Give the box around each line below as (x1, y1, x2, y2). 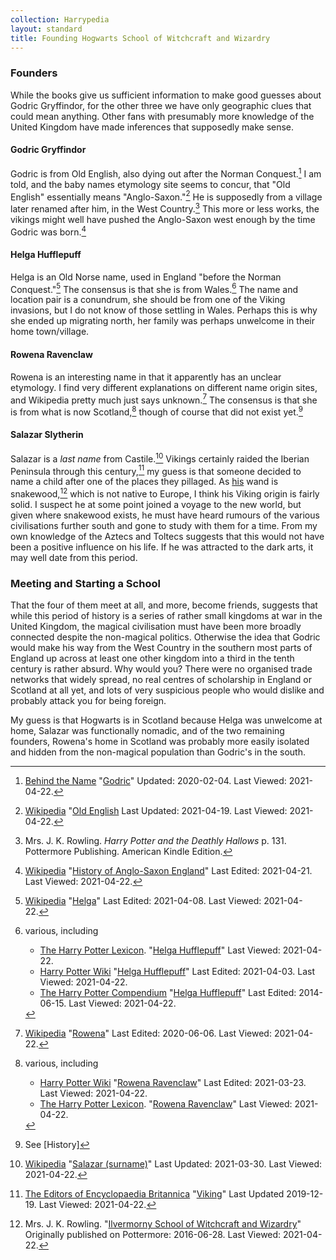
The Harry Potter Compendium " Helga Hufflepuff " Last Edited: (39, 987, 297, 999)
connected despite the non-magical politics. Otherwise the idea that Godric (10, 631, 321, 643)
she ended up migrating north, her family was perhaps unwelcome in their (10, 315, 315, 327)
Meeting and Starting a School (10, 576, 161, 590)
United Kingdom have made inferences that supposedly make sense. (10, 121, 295, 133)
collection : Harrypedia (10, 14, 110, 25)
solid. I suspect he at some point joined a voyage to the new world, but (10, 499, 302, 511)
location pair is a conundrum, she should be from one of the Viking (10, 294, 286, 306)
